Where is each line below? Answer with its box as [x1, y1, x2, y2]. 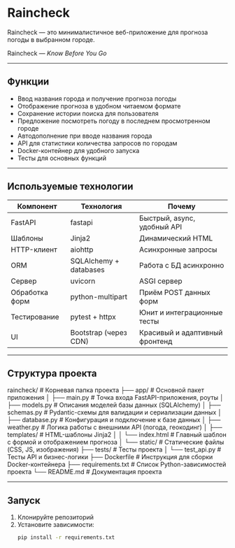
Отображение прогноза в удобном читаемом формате [17, 101, 181, 110]
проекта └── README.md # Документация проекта [7, 468, 162, 476]
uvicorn [70, 276, 96, 286]
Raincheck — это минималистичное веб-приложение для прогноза [7, 28, 208, 36]
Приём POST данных [138, 287, 211, 297]
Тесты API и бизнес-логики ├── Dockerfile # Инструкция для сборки [7, 453, 213, 461]
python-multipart [70, 291, 128, 301]
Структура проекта [7, 367, 97, 379]
